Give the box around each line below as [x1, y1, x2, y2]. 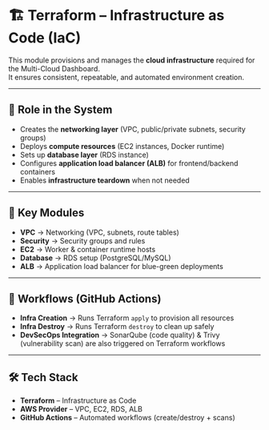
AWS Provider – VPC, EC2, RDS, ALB [19, 404, 143, 414]
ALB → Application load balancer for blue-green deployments [19, 261, 224, 271]
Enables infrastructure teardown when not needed [19, 175, 190, 185]
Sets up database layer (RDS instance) [19, 150, 150, 159]
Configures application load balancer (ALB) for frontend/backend [19, 158, 239, 168]
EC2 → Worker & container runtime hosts [19, 244, 156, 254]
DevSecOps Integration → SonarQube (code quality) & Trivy [19, 330, 220, 340]
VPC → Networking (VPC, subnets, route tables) [19, 227, 180, 237]
